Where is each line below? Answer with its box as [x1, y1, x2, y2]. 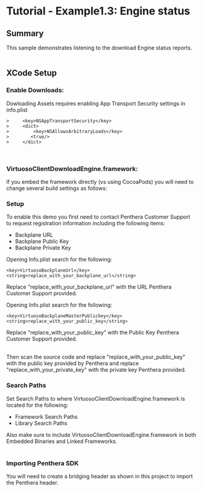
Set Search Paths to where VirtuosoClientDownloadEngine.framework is [6, 395, 185, 402]
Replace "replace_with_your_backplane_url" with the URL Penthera [6, 283, 172, 290]
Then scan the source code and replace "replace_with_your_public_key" [6, 354, 186, 361]
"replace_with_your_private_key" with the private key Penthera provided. [6, 366, 186, 374]
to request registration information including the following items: [6, 220, 166, 227]
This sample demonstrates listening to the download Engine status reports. [6, 44, 192, 51]
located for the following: [6, 401, 69, 408]
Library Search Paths [14, 419, 68, 427]
